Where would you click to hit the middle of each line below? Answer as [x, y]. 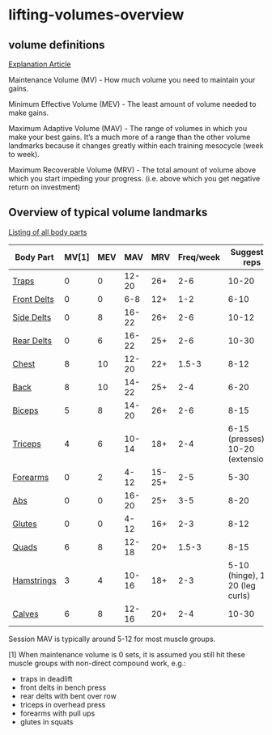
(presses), [247, 439]
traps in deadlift [46, 678]
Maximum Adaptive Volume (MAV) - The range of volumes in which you [128, 128]
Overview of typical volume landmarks [108, 212]
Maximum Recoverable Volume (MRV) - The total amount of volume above [132, 170]
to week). [24, 154]
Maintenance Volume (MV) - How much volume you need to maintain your [132, 80]
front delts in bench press [63, 687]
